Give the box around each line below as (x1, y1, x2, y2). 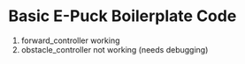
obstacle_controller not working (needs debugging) (20, 44, 209, 54)
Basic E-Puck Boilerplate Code (8, 6, 237, 26)
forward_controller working (20, 35, 120, 46)
